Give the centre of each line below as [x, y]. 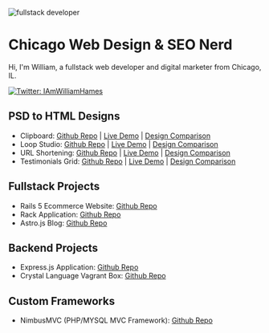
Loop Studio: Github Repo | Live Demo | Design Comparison [119, 144]
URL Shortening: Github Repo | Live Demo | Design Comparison [125, 152]
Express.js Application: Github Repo [79, 267]
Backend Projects [53, 248]
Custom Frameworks [61, 301]
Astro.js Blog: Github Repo [63, 223]
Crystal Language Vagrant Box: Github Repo [93, 276]
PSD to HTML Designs [64, 116]
